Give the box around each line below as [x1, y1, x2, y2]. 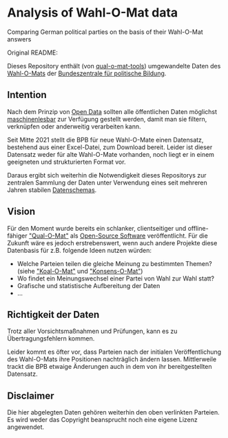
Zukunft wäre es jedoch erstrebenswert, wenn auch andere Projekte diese [7, 238, 218, 247]
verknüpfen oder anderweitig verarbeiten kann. [7, 122, 141, 131]
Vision [7, 206, 36, 218]
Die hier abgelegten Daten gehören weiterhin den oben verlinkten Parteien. [7, 408, 220, 417]
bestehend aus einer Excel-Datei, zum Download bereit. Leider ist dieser [7, 143, 213, 151]
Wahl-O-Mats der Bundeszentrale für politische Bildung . [7, 69, 167, 77]
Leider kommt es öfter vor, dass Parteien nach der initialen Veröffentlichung [7, 347, 222, 356]
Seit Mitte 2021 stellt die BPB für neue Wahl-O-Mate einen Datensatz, [7, 135, 204, 144]
